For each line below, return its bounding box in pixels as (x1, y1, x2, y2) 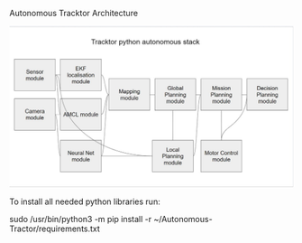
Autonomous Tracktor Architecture (9, 8, 138, 18)
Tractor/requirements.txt (9, 223, 101, 234)
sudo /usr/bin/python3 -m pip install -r (9, 213, 151, 224)
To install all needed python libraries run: (9, 196, 160, 207)
